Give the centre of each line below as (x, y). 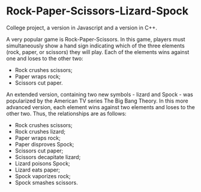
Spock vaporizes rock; (43, 176)
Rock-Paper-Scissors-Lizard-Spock (97, 11)
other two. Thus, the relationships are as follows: (67, 113)
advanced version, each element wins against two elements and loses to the (100, 107)
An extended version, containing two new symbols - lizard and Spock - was (100, 94)
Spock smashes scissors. (46, 182)
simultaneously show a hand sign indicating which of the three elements (95, 46)
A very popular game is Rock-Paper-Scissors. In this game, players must (96, 39)
